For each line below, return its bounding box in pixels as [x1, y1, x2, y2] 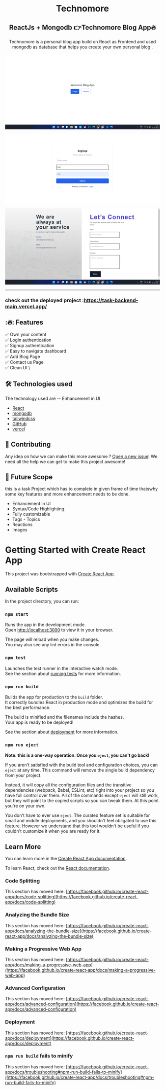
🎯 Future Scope [5, 473, 53, 481]
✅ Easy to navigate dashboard [5, 348, 66, 354]
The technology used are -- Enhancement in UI [5, 395, 101, 401]
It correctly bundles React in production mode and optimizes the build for [5, 699, 153, 705]
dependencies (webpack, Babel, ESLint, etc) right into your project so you [5, 787, 155, 793]
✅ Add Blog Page [5, 353, 40, 359]
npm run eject [5, 742, 39, 747]
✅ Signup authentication [5, 342, 55, 348]
